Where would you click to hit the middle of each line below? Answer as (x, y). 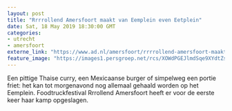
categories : (24, 33)
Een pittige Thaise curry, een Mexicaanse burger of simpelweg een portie (112, 78)
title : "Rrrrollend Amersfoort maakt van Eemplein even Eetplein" (105, 20)
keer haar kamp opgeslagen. (48, 100)
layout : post (26, 13)
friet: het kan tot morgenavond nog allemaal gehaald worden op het (103, 85)
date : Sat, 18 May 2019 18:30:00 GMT (61, 26)
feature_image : (29, 59)
